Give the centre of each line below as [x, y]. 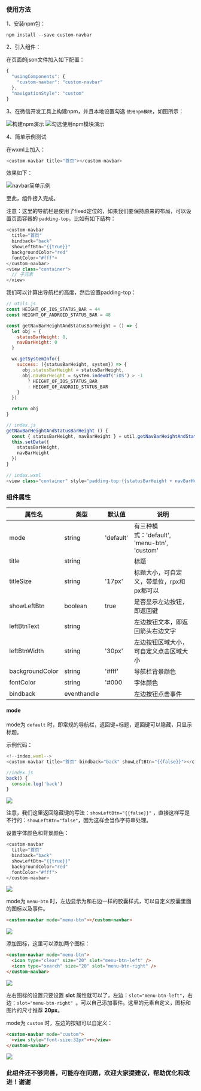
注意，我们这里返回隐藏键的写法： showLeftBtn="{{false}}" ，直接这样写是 [98, 813]
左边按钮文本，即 [158, 622]
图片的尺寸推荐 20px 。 [34, 1010]
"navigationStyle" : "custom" [48, 93]
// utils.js [21, 304]
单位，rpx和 [168, 581]
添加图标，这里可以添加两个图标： [48, 943]
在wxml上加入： [26, 149]
